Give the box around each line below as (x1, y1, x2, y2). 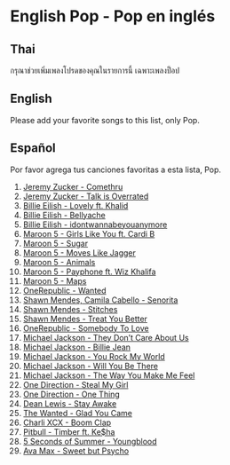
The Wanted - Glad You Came (22, 407, 132, 418)
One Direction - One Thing (22, 389, 121, 399)
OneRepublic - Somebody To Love (22, 322, 149, 334)
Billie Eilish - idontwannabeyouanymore (22, 219, 168, 230)
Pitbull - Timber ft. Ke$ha (22, 426, 115, 437)
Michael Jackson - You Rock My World (22, 351, 165, 361)
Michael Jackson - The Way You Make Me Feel (22, 370, 195, 381)
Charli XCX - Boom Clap (22, 417, 112, 428)
